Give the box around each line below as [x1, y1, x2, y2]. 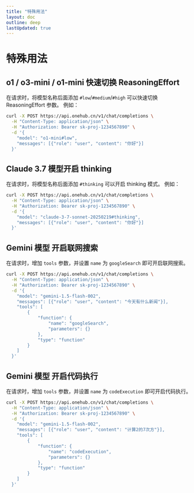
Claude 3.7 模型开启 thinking [6, 164, 112, 174]
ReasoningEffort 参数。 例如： [6, 101, 79, 109]
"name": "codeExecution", [48, 448, 112, 455]
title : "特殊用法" [6, 8, 48, 15]
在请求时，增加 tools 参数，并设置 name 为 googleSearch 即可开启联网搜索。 [6, 259, 189, 267]
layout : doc [6, 14, 35, 20]
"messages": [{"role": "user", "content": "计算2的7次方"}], [16, 427, 165, 433]
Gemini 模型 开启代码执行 [6, 371, 98, 381]
